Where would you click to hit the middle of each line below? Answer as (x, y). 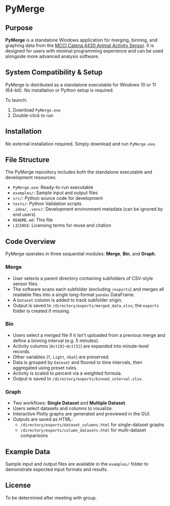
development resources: (31, 177)
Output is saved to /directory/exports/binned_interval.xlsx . (78, 378)
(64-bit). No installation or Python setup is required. (59, 90)
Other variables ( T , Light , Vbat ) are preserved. (61, 357)
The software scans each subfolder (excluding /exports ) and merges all (88, 289)
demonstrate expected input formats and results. (57, 469)
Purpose (19, 28)
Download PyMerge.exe (37, 110)
